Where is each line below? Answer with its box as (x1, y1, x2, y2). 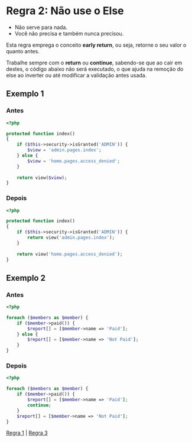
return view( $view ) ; (17, 174, 67, 181)
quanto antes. (6, 47, 40, 54)
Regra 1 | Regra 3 (6, 430, 48, 437)
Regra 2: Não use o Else (6, 4, 124, 18)
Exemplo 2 (6, 273, 46, 283)
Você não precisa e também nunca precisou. (14, 30, 124, 37)
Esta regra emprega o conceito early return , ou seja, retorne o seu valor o (6, 41, 187, 48)
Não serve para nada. (14, 24, 68, 31)
